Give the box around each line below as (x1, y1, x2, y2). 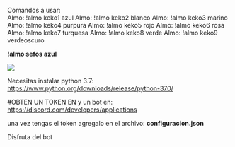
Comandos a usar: (7, 6, 61, 14)
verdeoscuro (7, 36, 45, 45)
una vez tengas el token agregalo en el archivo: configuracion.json (7, 119, 204, 127)
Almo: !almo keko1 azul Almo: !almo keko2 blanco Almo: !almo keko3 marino (7, 13, 228, 22)
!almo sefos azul (7, 49, 57, 58)
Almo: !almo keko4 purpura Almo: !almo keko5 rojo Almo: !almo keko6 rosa (7, 21, 225, 29)
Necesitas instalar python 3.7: (7, 77, 94, 85)
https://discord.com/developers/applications (7, 105, 137, 114)
